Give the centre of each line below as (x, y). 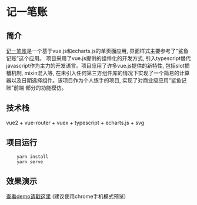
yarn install (33, 157)
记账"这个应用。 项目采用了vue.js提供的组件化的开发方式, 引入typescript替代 (98, 58)
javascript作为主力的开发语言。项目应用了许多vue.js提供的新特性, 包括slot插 (98, 66)
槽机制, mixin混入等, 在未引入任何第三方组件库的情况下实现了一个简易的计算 (98, 73)
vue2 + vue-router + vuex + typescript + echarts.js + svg (75, 123)
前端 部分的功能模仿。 (40, 88)
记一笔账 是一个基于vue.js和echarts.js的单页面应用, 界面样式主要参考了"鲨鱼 (98, 51)
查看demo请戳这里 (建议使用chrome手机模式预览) (66, 196)
